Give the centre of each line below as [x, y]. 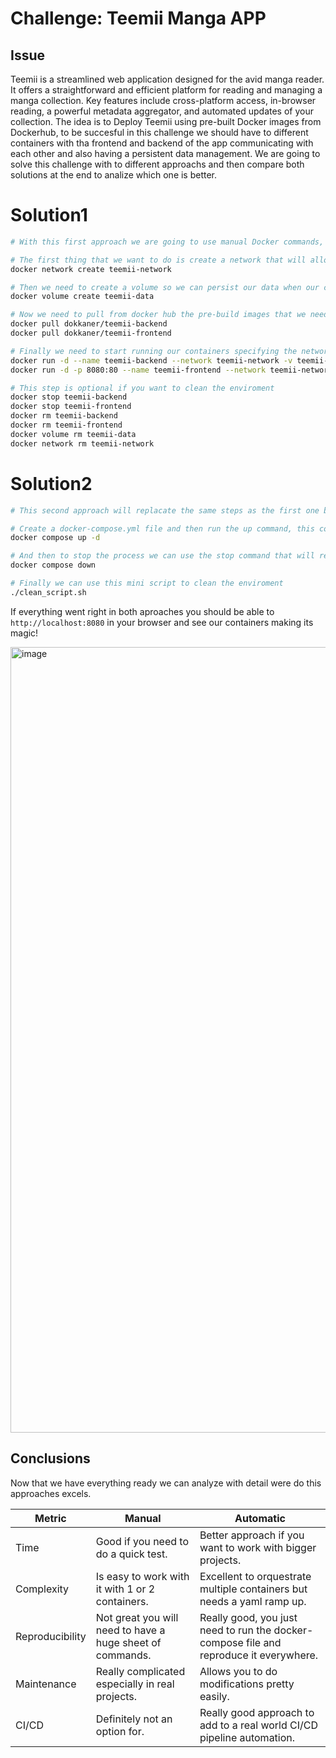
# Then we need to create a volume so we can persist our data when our [165, 287]
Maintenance [46, 1684]
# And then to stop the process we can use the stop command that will [162, 556]
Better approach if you [252, 1535]
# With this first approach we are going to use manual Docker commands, [167, 242]
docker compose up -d [55, 538]
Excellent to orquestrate [255, 1576]
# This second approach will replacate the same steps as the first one [165, 510]
